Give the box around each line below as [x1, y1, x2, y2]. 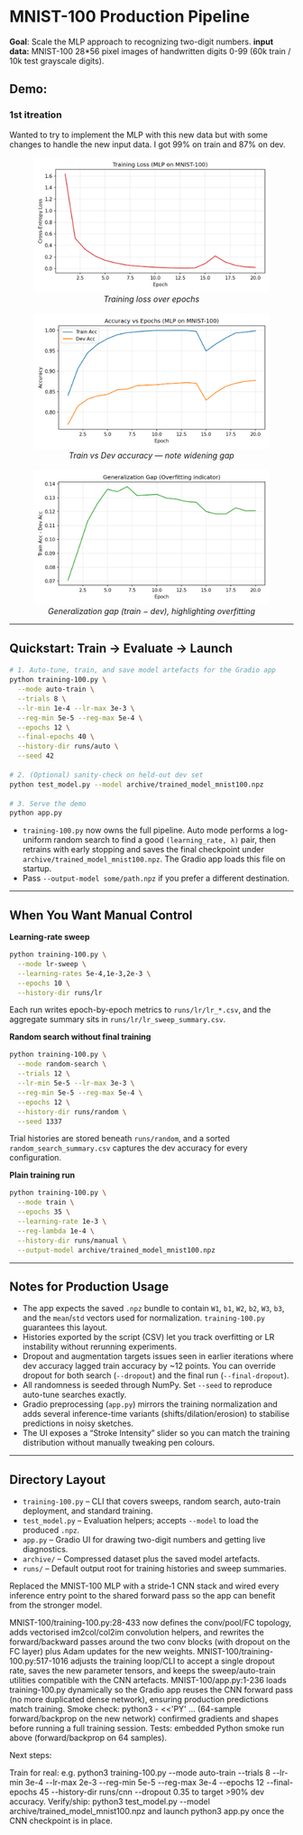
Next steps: [9, 1750, 52, 1761]
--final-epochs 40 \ [17, 732, 95, 741]
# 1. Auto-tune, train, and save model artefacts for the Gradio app [9, 666, 277, 675]
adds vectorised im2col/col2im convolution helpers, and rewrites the [9, 1627, 264, 1638]
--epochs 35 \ [17, 1207, 70, 1216]
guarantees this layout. [22, 1322, 108, 1333]
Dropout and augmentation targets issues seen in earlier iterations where [22, 1351, 294, 1362]
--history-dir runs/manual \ [17, 1235, 127, 1245]
